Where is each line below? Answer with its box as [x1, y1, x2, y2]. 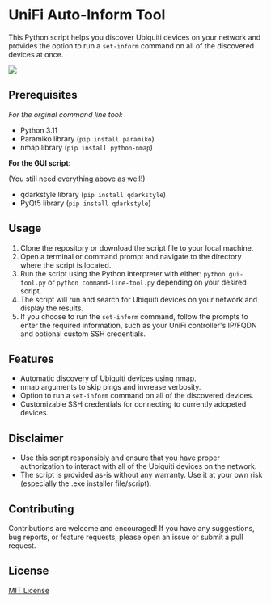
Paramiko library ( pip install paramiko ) [19, 133, 155, 143]
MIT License [8, 585, 50, 595]
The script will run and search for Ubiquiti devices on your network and [19, 294, 258, 304]
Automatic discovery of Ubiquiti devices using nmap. [19, 373, 197, 383]
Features [8, 352, 54, 365]
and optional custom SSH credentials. [19, 329, 146, 339]
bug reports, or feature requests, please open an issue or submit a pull [8, 532, 243, 542]
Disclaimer [8, 431, 64, 445]
